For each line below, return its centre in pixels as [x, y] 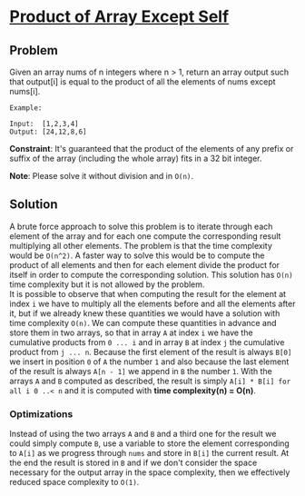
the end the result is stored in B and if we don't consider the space [133, 463]
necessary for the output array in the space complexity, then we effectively [150, 472]
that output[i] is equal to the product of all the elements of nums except [143, 82]
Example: [26, 108]
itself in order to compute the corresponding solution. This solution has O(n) [151, 274]
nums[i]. [25, 91]
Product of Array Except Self [119, 17]
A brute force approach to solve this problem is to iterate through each [141, 226]
